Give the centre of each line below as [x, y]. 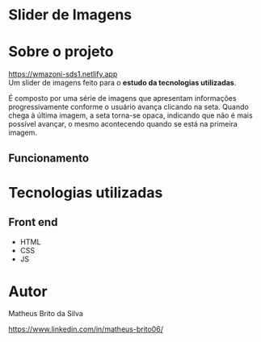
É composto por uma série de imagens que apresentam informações [122, 98]
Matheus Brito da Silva [46, 314]
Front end [33, 222]
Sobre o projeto [61, 52]
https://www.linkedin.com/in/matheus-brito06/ [86, 329]
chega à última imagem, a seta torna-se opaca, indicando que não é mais [130, 115]
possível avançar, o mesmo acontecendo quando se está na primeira [123, 124]
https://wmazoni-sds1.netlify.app [63, 74]
